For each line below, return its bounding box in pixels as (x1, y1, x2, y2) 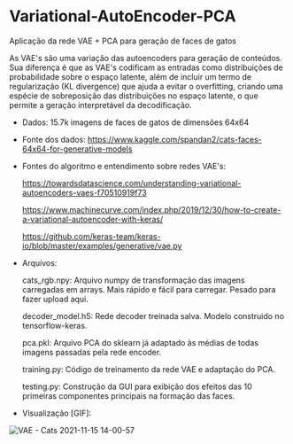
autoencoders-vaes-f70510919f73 (21, 187, 148, 198)
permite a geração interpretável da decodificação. (9, 99, 192, 110)
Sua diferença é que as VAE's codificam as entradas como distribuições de (9, 62, 283, 73)
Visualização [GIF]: (21, 408, 91, 418)
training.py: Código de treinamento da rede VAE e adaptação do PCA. (21, 363, 276, 374)
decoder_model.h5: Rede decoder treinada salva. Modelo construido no (21, 310, 285, 321)
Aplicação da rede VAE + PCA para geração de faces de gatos (9, 35, 237, 46)
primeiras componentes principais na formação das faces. (21, 390, 235, 401)
